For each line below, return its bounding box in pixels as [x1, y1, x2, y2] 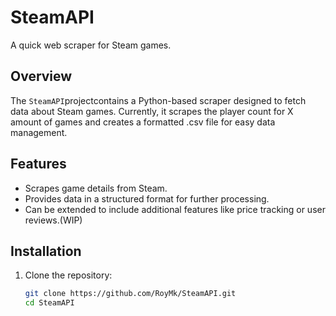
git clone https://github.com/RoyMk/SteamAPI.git [24, 289, 237, 299]
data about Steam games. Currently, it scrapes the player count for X [10, 105, 294, 117]
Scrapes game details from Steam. [24, 182, 168, 194]
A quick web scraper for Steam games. [10, 39, 172, 51]
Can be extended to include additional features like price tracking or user [24, 203, 326, 215]
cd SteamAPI [24, 298, 75, 308]
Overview [10, 68, 73, 85]
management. [10, 126, 68, 138]
